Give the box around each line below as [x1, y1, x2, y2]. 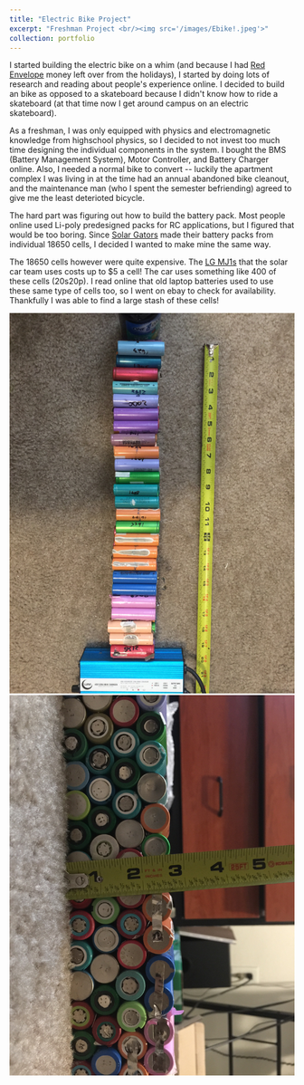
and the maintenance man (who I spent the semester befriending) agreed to [9, 183, 292, 194]
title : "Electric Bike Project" [9, 14, 131, 24]
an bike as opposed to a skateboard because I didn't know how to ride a [9, 89, 279, 100]
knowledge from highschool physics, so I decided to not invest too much [9, 135, 280, 146]
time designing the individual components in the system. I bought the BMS [9, 145, 287, 156]
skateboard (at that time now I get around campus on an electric [9, 98, 249, 109]
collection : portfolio [9, 34, 95, 43]
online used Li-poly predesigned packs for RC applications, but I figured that [9, 220, 295, 231]
